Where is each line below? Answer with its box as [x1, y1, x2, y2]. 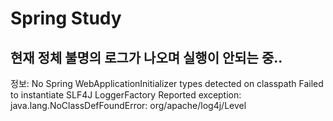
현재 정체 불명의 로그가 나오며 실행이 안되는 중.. [10, 49, 283, 66]
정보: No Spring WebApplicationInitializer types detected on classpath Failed [10, 78, 324, 89]
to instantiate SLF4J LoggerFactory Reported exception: [10, 89, 242, 101]
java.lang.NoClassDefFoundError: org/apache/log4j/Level [10, 100, 247, 111]
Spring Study [10, 7, 122, 30]
